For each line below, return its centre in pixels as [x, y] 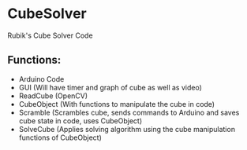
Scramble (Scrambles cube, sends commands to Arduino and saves [129, 112]
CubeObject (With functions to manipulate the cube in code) [116, 104]
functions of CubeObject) [60, 137]
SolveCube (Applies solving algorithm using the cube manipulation [127, 129]
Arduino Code [41, 79]
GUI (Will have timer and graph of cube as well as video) [110, 87]
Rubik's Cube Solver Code [50, 35]
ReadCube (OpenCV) [53, 96]
